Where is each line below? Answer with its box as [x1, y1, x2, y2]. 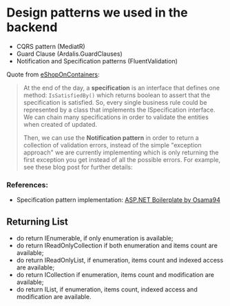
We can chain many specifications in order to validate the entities [23, 112, 209, 121]
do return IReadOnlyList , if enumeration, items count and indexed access [16, 256, 224, 265]
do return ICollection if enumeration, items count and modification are [16, 271, 215, 279]
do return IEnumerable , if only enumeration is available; [16, 234, 174, 243]
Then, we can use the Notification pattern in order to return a [23, 133, 199, 142]
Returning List [6, 216, 68, 227]
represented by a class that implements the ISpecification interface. [23, 105, 216, 114]
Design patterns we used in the [6, 5, 188, 21]
